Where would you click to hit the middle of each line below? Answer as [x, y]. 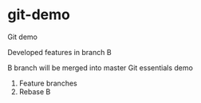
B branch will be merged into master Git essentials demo [100, 67]
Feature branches [48, 83]
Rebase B [35, 91]
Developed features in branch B [60, 52]
